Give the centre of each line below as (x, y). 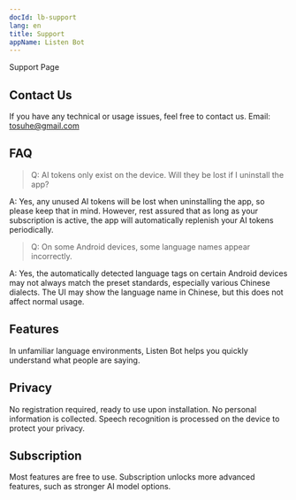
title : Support (37, 34)
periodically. (32, 229)
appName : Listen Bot (47, 42)
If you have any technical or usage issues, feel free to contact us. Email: (140, 117)
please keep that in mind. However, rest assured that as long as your (134, 211)
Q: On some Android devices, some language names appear (140, 246)
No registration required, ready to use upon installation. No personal (133, 409)
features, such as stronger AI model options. (90, 487)
